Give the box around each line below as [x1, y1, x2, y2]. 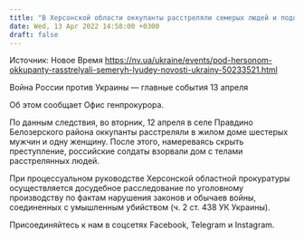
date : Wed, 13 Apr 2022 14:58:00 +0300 [9, 22, 160, 31]
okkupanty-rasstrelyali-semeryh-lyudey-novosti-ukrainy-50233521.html [9, 64, 279, 75]
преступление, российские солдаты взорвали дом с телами [9, 146, 243, 157]
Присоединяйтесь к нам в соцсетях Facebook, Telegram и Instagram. [9, 219, 275, 231]
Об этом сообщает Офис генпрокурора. [9, 100, 165, 110]
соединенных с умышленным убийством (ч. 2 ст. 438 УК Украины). [9, 202, 271, 213]
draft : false [9, 30, 59, 39]
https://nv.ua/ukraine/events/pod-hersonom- [104, 55, 273, 66]
